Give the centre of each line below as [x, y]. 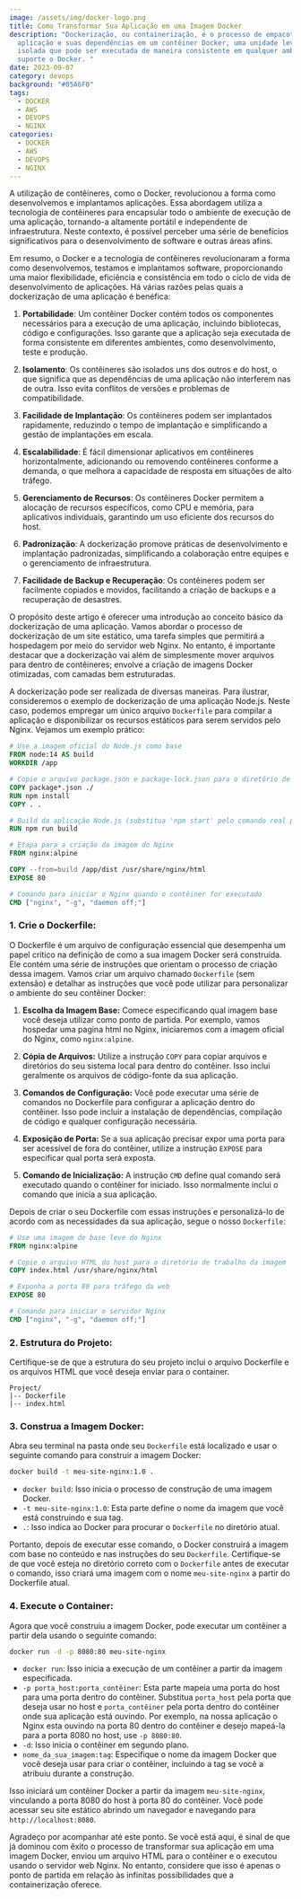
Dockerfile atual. [39, 1583]
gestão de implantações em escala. [88, 435]
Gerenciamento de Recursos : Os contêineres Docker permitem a [143, 498]
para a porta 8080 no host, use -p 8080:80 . [102, 1736]
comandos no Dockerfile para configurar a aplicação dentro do [138, 1102]
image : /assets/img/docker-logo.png [77, 18]
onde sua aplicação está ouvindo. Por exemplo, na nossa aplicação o [150, 1717]
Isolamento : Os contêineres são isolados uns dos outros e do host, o [150, 370]
